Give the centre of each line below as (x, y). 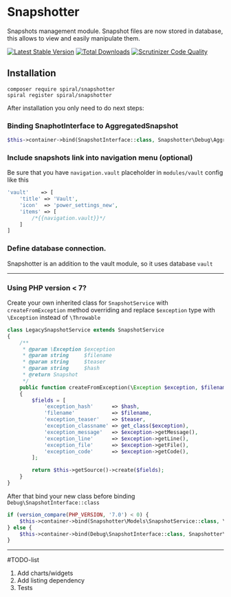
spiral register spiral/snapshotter (59, 95)
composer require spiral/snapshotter (61, 89)
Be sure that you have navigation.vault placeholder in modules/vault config (115, 173)
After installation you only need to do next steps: (76, 108)
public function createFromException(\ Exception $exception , (109, 387)
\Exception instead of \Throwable (54, 317)
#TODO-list (23, 560)
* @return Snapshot (50, 375)
